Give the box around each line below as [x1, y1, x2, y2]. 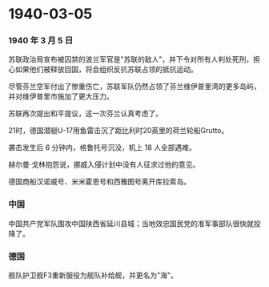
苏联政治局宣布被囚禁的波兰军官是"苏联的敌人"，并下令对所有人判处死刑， [8, 55, 254, 64]
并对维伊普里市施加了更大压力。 [8, 91, 114, 101]
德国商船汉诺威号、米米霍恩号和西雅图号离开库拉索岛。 [8, 177, 191, 187]
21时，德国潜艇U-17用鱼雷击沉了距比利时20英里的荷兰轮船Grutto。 [8, 126, 229, 135]
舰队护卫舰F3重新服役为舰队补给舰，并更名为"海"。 [8, 270, 178, 281]
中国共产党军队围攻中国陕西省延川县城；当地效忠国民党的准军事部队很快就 [8, 218, 254, 228]
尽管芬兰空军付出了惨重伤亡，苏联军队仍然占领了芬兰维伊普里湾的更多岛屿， [8, 82, 261, 91]
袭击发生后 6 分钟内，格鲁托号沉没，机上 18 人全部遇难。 [8, 143, 196, 152]
